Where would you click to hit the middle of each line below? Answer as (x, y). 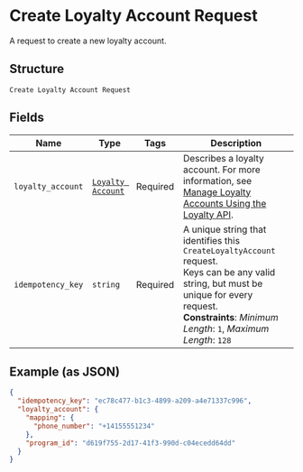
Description (236, 143)
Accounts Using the (225, 203)
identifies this (212, 240)
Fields (27, 118)
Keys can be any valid (230, 272)
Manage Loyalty (217, 192)
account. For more (222, 170)
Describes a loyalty (224, 158)
